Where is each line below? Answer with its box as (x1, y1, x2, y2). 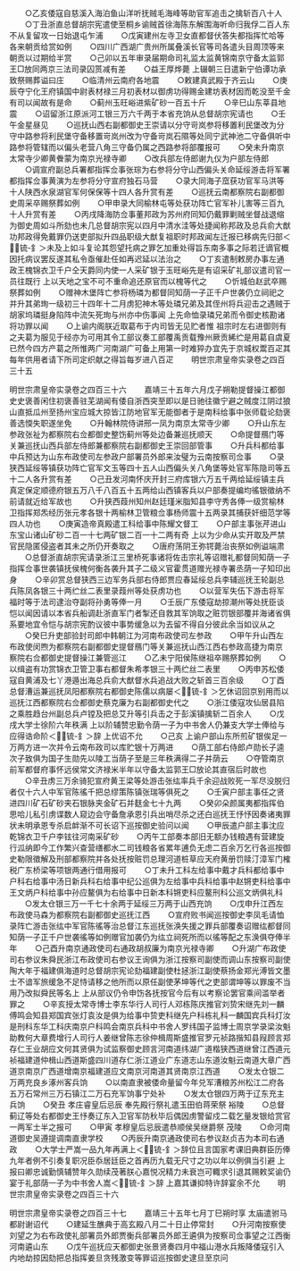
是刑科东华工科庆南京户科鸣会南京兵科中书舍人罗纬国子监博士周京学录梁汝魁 (9, 1022, 291, 1031)
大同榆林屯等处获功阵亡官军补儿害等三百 (128, 198, 277, 208)
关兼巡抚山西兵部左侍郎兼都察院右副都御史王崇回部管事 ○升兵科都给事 (9, 441, 285, 450)
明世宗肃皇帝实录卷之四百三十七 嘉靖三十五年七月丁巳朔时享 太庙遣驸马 (9, 1208, 287, 1218)
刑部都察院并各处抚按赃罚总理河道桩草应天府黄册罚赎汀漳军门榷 (55, 854, 291, 864)
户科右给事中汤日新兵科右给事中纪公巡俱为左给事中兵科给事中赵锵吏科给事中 (9, 876, 291, 887)
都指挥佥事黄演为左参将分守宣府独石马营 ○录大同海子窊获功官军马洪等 (9, 175, 285, 186)
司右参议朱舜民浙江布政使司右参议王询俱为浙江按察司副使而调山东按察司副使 (9, 955, 291, 964)
